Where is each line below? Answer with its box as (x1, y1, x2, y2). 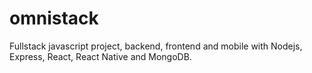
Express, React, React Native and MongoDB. (9, 50, 192, 62)
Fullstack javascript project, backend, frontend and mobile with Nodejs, (9, 40, 303, 52)
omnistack (9, 7, 99, 30)
